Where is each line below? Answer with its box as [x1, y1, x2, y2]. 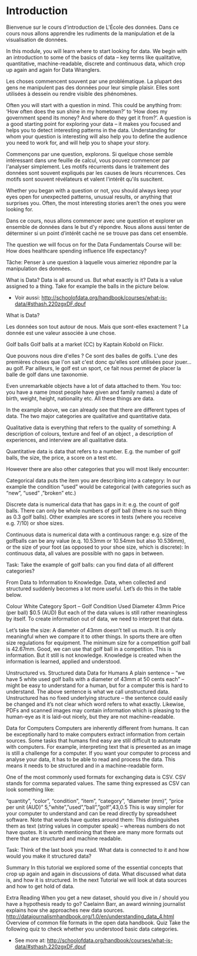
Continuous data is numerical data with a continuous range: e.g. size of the [6, 531, 188, 538]
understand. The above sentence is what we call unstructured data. [6, 688, 170, 695]
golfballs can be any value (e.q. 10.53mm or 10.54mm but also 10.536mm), [6, 537, 186, 544]
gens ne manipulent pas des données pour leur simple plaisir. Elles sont [6, 84, 180, 91]
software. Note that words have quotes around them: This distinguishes [6, 816, 179, 823]
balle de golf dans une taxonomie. [6, 371, 89, 378]
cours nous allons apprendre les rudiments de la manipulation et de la [6, 29, 175, 36]
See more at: [14, 937, 46, 944]
